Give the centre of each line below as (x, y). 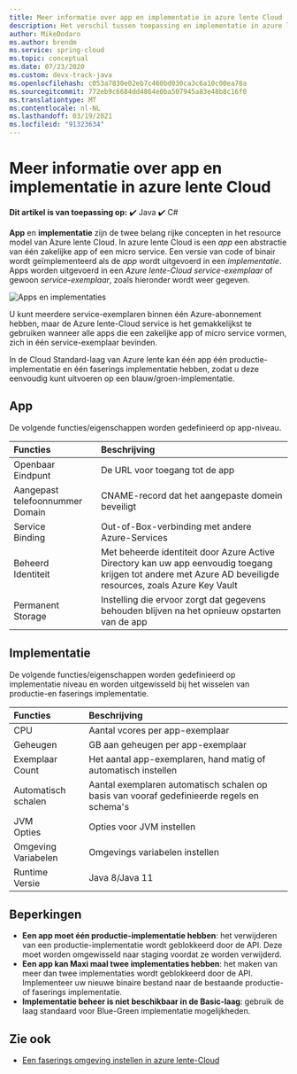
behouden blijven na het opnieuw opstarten (190, 611)
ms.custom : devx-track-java (61, 75)
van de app (124, 621)
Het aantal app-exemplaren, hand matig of (177, 759)
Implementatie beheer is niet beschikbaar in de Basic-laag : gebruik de (153, 1001)
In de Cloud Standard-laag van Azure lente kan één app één (118, 359)
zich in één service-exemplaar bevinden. (83, 342)
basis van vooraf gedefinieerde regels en (173, 796)
